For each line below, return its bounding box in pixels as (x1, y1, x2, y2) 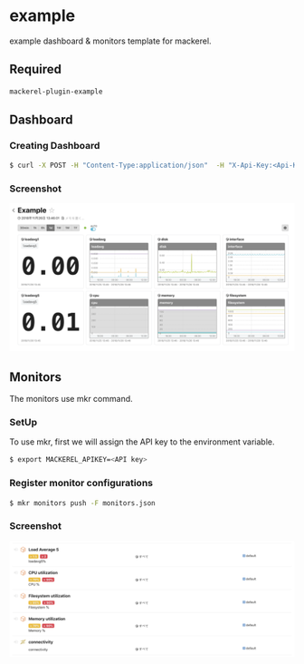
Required (9, 62, 62, 77)
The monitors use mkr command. (9, 394, 133, 405)
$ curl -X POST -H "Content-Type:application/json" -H (9, 161, 224, 171)
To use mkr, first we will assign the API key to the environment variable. (9, 436, 275, 447)
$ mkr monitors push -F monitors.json (9, 498, 156, 508)
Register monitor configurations (9, 477, 154, 490)
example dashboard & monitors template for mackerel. (9, 35, 212, 46)
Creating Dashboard (9, 139, 100, 151)
